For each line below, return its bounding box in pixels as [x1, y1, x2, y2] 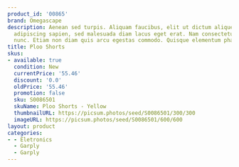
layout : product [7, 122, 55, 130]
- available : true [7, 57, 62, 64]
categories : [7, 129, 43, 136]
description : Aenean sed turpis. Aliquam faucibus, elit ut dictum [7, 23, 212, 31]
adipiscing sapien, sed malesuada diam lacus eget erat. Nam [14, 30, 199, 38]
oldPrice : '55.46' [14, 83, 69, 90]
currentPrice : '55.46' [14, 70, 81, 77]
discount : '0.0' [14, 76, 62, 84]
